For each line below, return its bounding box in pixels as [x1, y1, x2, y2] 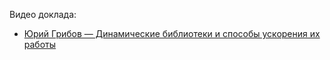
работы [23, 39, 57, 50]
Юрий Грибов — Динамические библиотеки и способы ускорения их [23, 28, 321, 39]
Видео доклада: [9, 9, 77, 20]
